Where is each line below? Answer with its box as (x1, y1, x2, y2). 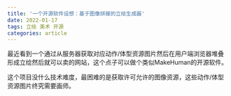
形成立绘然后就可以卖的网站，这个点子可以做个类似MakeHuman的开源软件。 (7, 58, 228, 67)
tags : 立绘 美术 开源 (7, 23, 64, 30)
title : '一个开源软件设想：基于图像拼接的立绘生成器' (7, 10, 146, 17)
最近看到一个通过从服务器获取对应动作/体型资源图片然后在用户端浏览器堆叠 (7, 49, 225, 58)
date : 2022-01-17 (7, 17, 58, 24)
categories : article (7, 29, 68, 37)
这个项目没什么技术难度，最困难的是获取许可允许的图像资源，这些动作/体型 (7, 73, 225, 81)
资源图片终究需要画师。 (7, 81, 75, 90)
